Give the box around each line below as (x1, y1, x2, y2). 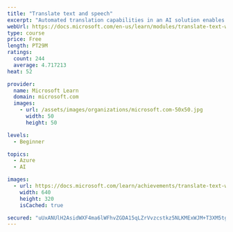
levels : (7, 132, 30, 139)
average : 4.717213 (13, 62, 67, 69)
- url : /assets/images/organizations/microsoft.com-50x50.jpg (19, 107, 203, 114)
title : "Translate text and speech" (7, 10, 113, 17)
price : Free (7, 36, 42, 43)
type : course (7, 29, 45, 37)
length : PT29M (7, 42, 49, 49)
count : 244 (13, 55, 45, 62)
